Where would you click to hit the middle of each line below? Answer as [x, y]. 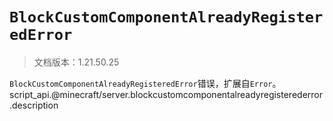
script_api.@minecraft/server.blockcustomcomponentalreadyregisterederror [166, 94]
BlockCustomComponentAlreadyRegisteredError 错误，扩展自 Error [141, 83]
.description [34, 105]
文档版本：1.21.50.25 [76, 62]
